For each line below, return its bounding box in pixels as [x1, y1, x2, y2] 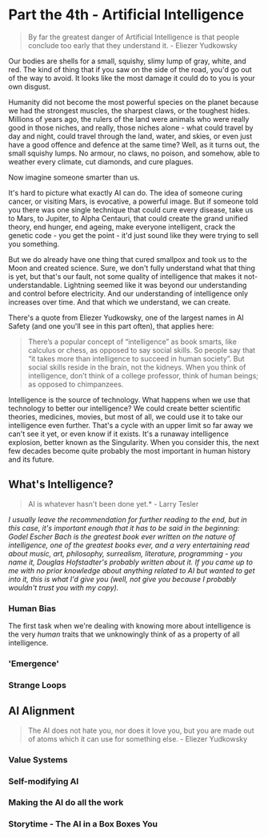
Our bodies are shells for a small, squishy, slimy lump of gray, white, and [8, 56, 246, 66]
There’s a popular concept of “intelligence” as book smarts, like [27, 337, 238, 346]
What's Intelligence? [8, 478, 114, 491]
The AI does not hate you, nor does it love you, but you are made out [27, 726, 254, 735]
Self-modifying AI [8, 775, 79, 786]
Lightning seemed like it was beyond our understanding [63, 280, 247, 289]
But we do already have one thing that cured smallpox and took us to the [8, 254, 248, 264]
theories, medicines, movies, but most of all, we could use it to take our [8, 411, 243, 422]
